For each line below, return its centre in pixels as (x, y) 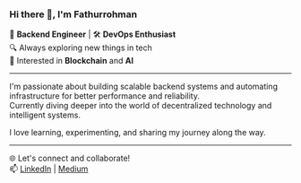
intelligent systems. (45, 115)
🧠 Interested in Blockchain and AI (72, 61)
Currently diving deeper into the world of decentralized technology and (141, 106)
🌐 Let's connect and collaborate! (70, 158)
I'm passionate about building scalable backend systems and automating (143, 87)
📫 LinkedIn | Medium (49, 169)
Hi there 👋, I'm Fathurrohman (73, 14)
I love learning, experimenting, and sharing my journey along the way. (138, 133)
